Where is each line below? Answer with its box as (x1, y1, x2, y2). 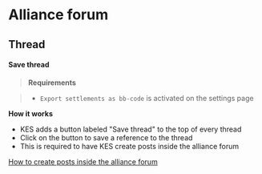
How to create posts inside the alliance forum (8, 156, 158, 166)
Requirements (27, 78, 76, 87)
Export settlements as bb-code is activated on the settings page (39, 93, 254, 103)
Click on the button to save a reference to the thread (19, 132, 193, 142)
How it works (8, 108, 54, 118)
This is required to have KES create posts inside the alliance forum (19, 141, 240, 151)
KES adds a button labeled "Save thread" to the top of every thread (19, 124, 242, 134)
